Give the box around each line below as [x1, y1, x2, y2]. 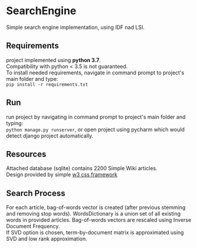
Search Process [6, 188, 66, 198]
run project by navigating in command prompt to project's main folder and [6, 113, 186, 120]
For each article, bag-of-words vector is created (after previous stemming [6, 204, 186, 211]
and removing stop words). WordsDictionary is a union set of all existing [6, 210, 181, 217]
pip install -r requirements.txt [6, 81, 88, 87]
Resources [6, 149, 47, 159]
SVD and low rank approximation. [6, 235, 87, 243]
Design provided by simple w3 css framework [6, 171, 118, 178]
